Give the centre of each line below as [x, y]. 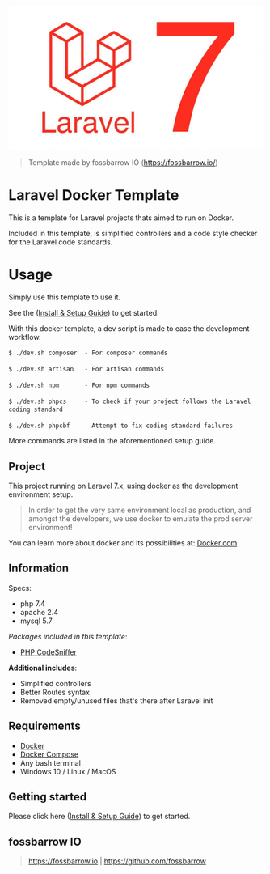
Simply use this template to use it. [65, 297]
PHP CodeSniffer [48, 652]
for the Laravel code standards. [61, 242]
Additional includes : [43, 668]
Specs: [20, 588]
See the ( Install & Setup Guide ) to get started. [84, 313]
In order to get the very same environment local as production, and [139, 510]
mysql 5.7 [36, 621]
